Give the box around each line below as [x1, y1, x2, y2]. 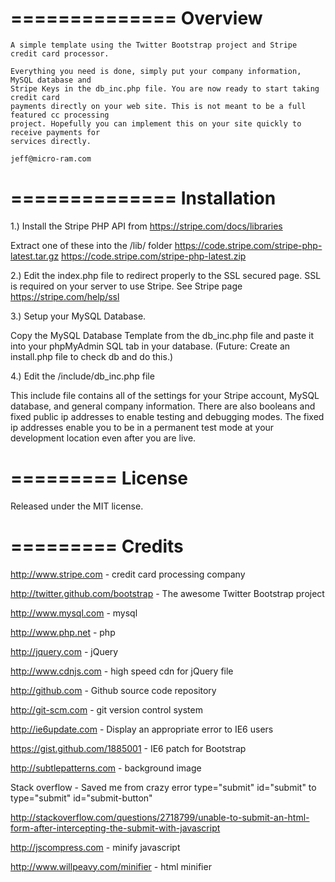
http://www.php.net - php [10, 626, 116, 638]
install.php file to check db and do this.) [10, 350, 174, 362]
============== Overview [10, 7, 263, 30]
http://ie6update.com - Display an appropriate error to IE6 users [10, 723, 274, 735]
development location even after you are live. [10, 432, 197, 444]
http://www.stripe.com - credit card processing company [10, 568, 246, 580]
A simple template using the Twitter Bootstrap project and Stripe [10, 40, 298, 50]
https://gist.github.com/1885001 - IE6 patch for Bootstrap [10, 742, 247, 754]
